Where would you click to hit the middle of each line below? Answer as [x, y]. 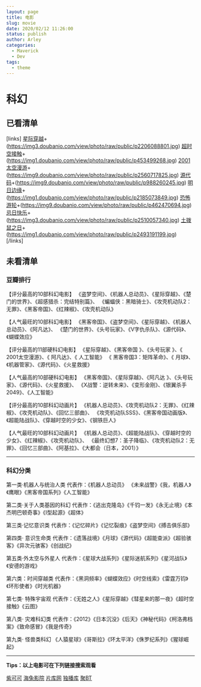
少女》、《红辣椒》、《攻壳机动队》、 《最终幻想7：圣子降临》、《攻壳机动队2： [98, 440]
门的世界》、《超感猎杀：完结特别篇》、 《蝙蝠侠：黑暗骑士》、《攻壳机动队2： [99, 301]
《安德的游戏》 [23, 566]
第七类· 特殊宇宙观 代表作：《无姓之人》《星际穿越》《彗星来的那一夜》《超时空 [100, 599]
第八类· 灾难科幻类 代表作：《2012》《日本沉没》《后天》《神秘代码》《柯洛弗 [97, 619]
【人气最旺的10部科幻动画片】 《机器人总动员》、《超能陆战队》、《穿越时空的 [99, 433]
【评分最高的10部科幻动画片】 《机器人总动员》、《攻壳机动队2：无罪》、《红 [98, 405]
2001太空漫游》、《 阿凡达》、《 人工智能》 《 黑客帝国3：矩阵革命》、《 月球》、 [100, 357]
